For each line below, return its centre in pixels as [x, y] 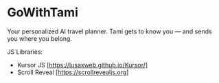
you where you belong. [39, 38]
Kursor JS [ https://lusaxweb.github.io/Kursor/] [82, 65]
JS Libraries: [25, 52]
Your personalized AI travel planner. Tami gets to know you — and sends [109, 31]
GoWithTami [43, 13]
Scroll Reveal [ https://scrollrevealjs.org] [73, 72]
